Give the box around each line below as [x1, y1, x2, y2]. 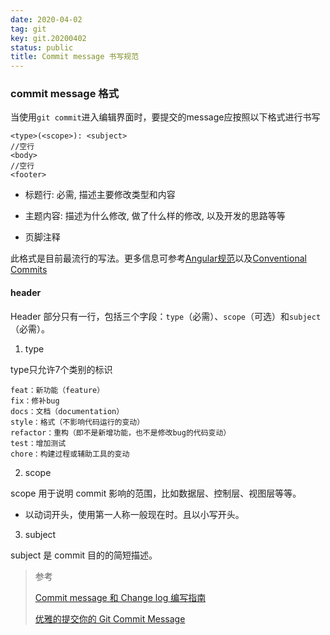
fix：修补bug [10, 396, 60, 406]
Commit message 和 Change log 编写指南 [34, 591, 207, 603]
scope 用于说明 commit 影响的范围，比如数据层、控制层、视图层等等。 [10, 487, 302, 499]
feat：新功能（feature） [10, 385, 105, 395]
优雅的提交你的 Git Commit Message [34, 612, 186, 625]
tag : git [10, 24, 47, 34]
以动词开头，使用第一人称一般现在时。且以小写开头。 [24, 508, 245, 520]
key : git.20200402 [10, 33, 87, 43]
